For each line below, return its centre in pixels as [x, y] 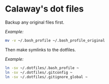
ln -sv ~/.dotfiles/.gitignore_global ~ [47, 77]
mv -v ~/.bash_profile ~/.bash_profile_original [55, 40]
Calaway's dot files [44, 9]
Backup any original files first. [35, 22]
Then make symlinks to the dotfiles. [40, 50]
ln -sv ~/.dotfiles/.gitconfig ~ [39, 72]
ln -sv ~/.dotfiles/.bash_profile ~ [42, 68]
